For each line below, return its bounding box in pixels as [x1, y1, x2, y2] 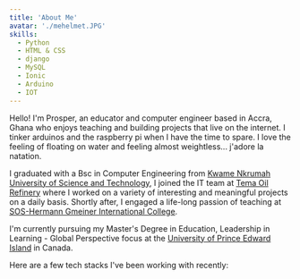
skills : [9, 30, 39, 38]
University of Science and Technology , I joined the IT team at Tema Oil [9, 177, 269, 188]
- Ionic [17, 72, 47, 80]
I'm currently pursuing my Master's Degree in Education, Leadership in [9, 223, 270, 233]
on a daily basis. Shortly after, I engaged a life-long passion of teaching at [9, 196, 282, 207]
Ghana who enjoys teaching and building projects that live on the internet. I [9, 122, 287, 132]
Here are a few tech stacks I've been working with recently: [9, 259, 229, 270]
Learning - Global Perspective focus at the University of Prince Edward [9, 232, 271, 243]
